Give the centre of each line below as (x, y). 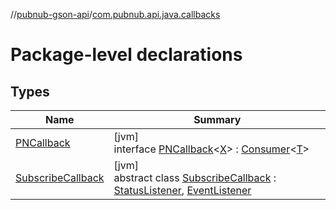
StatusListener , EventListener (182, 190)
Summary (217, 119)
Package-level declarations (126, 55)
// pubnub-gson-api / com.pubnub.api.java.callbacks (115, 14)
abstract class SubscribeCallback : (195, 177)
